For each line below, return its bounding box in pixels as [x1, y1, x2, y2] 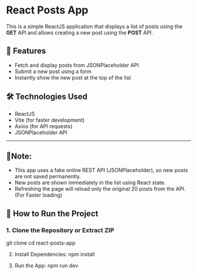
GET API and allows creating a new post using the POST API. [6, 29, 154, 36]
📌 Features [6, 46, 46, 56]
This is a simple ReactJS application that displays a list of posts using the [6, 23, 183, 30]
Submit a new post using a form [14, 68, 92, 75]
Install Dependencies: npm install [14, 251, 95, 258]
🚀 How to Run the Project [6, 208, 98, 218]
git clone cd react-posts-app [6, 239, 76, 246]
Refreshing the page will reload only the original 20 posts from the [14, 185, 175, 192]
